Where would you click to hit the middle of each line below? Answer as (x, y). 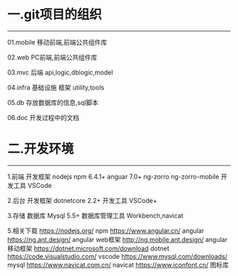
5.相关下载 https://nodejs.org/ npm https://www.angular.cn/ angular (106, 231)
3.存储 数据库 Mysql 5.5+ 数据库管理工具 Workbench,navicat (96, 215)
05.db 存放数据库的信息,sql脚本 (53, 102)
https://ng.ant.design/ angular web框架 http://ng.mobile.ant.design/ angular (118, 239)
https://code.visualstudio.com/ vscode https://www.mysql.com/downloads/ (118, 256)
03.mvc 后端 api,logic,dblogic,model (60, 72)
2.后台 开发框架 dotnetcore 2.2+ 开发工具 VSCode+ (82, 200)
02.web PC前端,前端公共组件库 (52, 57)
